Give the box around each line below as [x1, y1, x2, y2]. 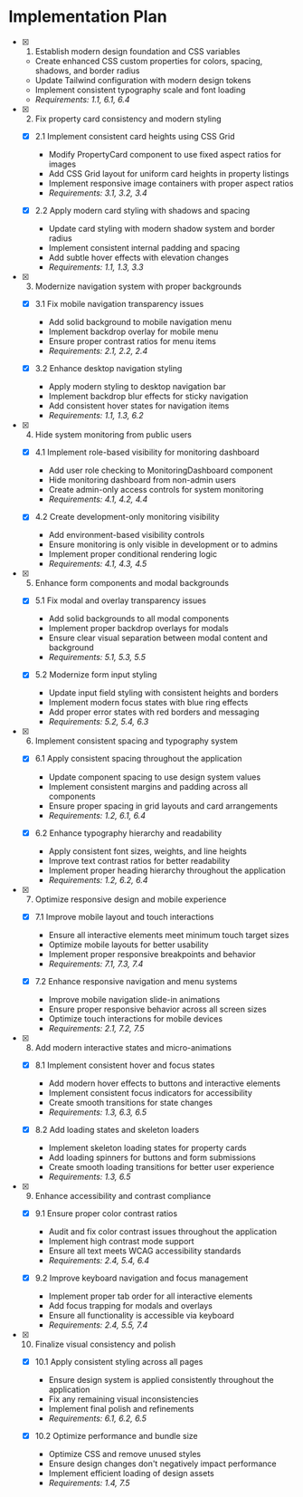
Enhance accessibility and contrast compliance [34, 1190, 212, 1201]
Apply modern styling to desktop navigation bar [48, 381, 227, 392]
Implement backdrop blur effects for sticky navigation [48, 391, 249, 402]
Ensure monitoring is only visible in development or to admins [48, 539, 278, 550]
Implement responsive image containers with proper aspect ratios [48, 178, 294, 188]
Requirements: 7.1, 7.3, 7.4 [48, 958, 144, 969]
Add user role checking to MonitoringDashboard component [48, 465, 273, 476]
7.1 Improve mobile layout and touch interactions [34, 911, 214, 922]
